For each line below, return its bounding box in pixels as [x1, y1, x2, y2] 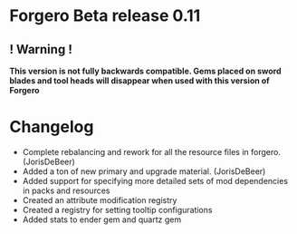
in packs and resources [22, 185, 110, 196]
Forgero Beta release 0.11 [9, 5, 201, 26]
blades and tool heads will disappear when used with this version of [9, 75, 270, 86]
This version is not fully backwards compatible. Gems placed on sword [9, 65, 282, 76]
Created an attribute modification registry [22, 194, 177, 205]
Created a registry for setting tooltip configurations [22, 204, 213, 215]
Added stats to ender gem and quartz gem [22, 214, 182, 225]
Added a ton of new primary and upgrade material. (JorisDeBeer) [22, 165, 266, 177]
